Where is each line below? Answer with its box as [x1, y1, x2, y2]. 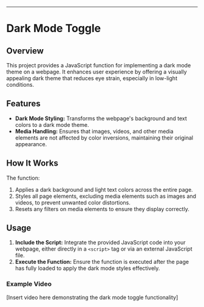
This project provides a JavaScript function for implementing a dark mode [6, 62, 191, 69]
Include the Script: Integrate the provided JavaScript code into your [15, 239, 186, 246]
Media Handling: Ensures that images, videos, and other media [15, 127, 174, 135]
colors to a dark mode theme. [15, 121, 89, 128]
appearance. [15, 140, 47, 147]
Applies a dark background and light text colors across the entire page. [15, 186, 193, 193]
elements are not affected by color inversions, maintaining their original [15, 134, 193, 141]
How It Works [6, 158, 59, 169]
